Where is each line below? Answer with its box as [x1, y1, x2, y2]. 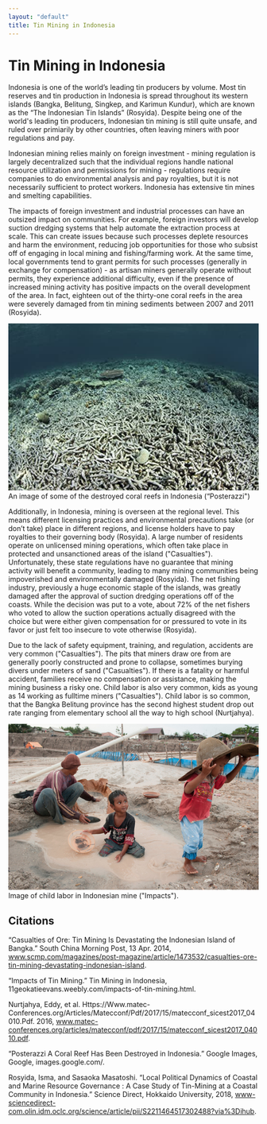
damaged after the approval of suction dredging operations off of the [8, 591, 234, 601]
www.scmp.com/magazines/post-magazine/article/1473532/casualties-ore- [8, 952, 257, 962]
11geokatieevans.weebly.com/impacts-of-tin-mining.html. [8, 984, 196, 994]
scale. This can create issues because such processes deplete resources [8, 231, 249, 242]
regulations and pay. [8, 134, 75, 143]
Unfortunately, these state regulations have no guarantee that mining [8, 557, 234, 568]
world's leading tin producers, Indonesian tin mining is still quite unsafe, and [8, 116, 257, 126]
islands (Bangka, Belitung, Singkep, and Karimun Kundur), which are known [8, 99, 256, 109]
